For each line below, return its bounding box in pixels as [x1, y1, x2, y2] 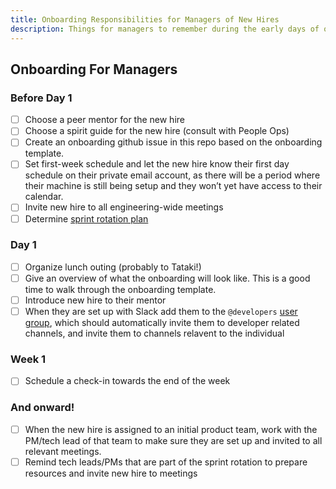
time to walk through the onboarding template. [24, 283, 217, 295]
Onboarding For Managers [10, 61, 178, 78]
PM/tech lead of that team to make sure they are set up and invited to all [24, 434, 323, 446]
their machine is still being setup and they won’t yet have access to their [24, 180, 323, 192]
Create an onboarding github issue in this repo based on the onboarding [24, 136, 323, 148]
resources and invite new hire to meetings [24, 467, 198, 479]
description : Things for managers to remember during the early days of [10, 24, 320, 34]
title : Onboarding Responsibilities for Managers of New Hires [10, 14, 280, 25]
